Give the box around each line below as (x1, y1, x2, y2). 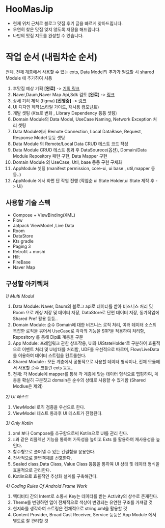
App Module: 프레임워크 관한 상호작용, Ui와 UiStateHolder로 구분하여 (12, 340, 147, 346)
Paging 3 (12, 243, 31, 249)
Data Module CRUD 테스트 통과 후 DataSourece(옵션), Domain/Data (12, 147, 147, 153)
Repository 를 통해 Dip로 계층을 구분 (12, 334, 83, 340)
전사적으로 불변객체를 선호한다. (12, 455, 73, 461)
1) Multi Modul (5, 293, 34, 299)
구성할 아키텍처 (5, 280, 49, 288)
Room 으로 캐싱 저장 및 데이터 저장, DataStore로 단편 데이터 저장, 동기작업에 (12, 309, 160, 315)
